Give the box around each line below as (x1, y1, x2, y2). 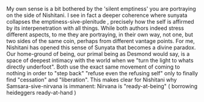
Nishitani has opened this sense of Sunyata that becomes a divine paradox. (6, 44, 197, 51)
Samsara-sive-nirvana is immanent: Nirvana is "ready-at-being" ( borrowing (6, 83, 197, 90)
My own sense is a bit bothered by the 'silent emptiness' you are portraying (6, 5, 197, 12)
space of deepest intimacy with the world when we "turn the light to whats (6, 57, 194, 64)
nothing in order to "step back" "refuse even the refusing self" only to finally (6, 70, 199, 76)
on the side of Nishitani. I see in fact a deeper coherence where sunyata (6, 12, 188, 19)
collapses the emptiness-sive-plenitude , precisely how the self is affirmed (6, 18, 194, 25)
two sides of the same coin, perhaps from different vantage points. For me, (6, 38, 195, 44)
